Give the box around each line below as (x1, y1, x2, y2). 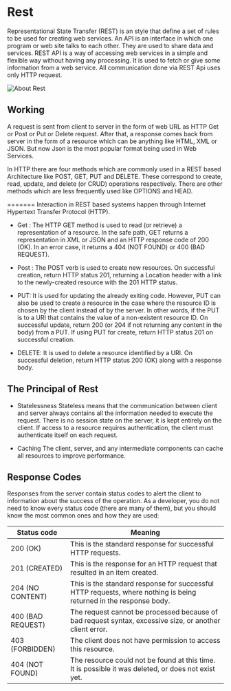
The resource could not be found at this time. (69, 655, 216, 665)
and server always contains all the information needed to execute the (16, 409, 213, 417)
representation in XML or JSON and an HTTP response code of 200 (16, 235, 210, 244)
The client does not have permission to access (69, 636, 221, 646)
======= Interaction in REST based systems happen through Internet (7, 200, 206, 209)
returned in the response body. (69, 596, 170, 606)
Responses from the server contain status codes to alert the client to (7, 489, 201, 498)
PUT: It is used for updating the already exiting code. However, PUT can (16, 291, 221, 299)
